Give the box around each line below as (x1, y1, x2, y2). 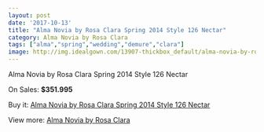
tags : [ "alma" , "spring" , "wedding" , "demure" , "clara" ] (8, 41, 185, 49)
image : (8, 48, 30, 56)
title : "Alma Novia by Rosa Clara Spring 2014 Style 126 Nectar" (8, 26, 226, 34)
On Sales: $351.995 (8, 85, 73, 94)
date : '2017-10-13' (8, 19, 72, 27)
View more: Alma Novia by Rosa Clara (8, 115, 131, 124)
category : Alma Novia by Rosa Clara (8, 33, 128, 42)
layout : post (8, 11, 51, 20)
